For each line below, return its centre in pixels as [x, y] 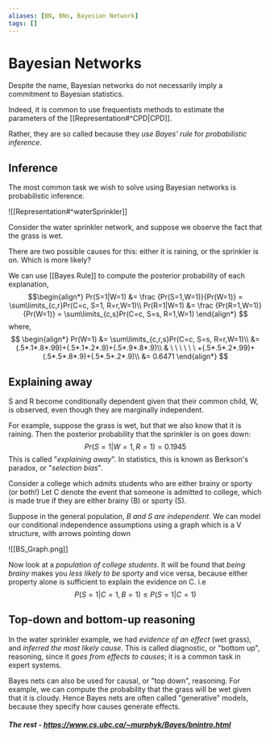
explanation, [29, 284]
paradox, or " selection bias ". [56, 468]
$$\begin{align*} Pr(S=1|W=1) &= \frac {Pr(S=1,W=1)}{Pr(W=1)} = [135, 297]
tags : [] [23, 23]
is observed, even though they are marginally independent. [106, 410]
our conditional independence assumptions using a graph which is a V [125, 525]
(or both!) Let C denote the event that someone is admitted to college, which [135, 492]
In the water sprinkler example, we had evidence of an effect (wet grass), [130, 639]
